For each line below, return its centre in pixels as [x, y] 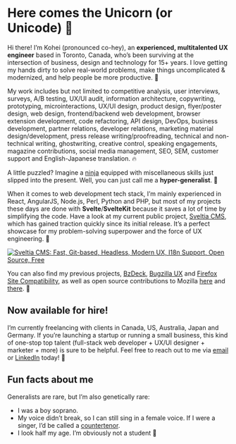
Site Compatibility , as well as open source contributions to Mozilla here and [116, 280]
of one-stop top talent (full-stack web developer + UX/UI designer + [106, 343]
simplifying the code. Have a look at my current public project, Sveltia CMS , [117, 216]
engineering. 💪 [29, 238]
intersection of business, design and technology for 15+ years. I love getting [117, 62]
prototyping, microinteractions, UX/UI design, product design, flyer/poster [114, 106]
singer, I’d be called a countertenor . [69, 425]
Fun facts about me [50, 380]
